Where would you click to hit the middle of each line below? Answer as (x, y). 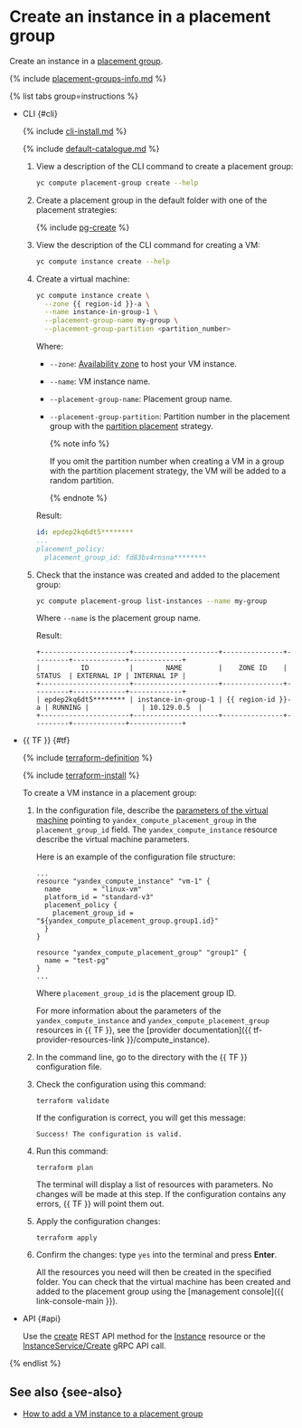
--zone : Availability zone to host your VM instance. (143, 364)
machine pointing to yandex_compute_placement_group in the (146, 820)
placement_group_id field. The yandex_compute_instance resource (156, 829)
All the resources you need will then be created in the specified (154, 1272)
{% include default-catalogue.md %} (91, 149)
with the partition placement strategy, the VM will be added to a (168, 471)
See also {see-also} (66, 1392)
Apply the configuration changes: (98, 1222)
